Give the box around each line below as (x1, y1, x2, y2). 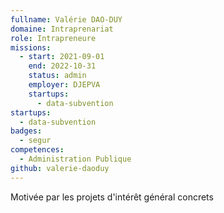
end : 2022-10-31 (28, 61, 97, 71)
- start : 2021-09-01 (19, 52, 105, 62)
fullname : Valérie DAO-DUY (10, 14, 123, 25)
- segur (19, 136, 52, 146)
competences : (10, 145, 65, 155)
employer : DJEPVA (28, 80, 101, 90)
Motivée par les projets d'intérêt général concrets (10, 191, 214, 203)
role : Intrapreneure (10, 33, 97, 43)
